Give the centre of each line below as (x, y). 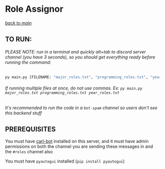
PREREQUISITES (30, 129)
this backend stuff (24, 113)
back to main (18, 23)
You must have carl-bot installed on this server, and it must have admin (77, 141)
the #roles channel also (29, 151)
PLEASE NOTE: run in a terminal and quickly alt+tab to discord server (76, 52)
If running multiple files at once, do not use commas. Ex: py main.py (74, 88)
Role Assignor (34, 9)
